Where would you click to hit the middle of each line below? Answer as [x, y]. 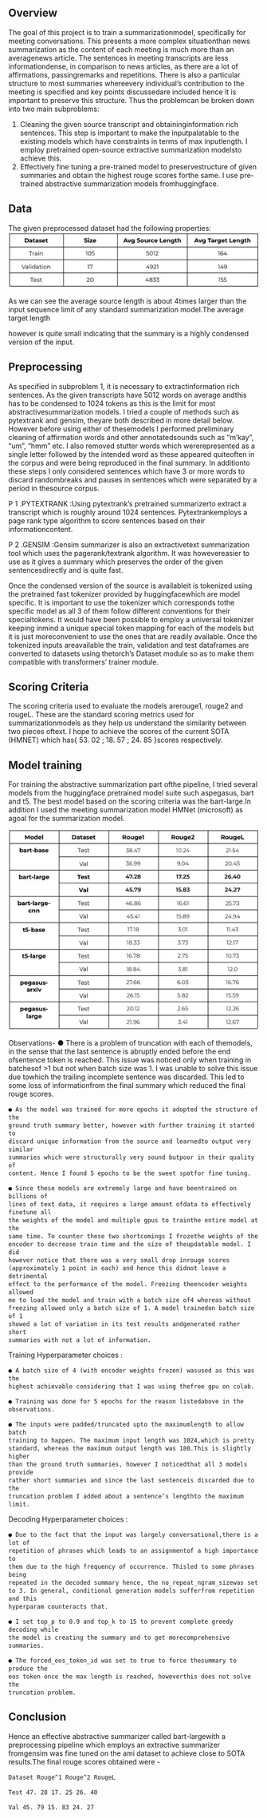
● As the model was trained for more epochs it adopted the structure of [133, 1109]
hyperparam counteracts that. [59, 1606]
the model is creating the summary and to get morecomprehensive [119, 1637]
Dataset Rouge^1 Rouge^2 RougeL [62, 1777]
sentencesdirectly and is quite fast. [66, 570]
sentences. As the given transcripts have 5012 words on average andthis [128, 395]
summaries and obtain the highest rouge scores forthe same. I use [129, 175]
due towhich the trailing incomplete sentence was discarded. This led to [126, 1077]
